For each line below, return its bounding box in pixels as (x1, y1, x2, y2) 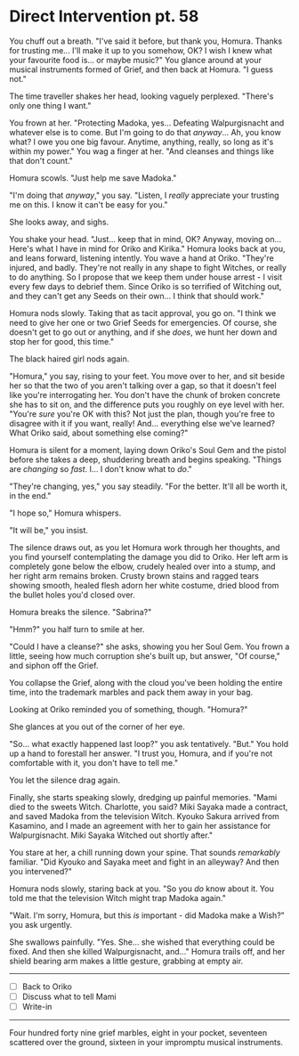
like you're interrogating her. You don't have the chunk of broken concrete (9, 389, 280, 400)
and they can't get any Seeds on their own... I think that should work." (9, 290, 265, 301)
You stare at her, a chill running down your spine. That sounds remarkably (9, 847, 280, 857)
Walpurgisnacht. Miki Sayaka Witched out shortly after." (9, 830, 214, 841)
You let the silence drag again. (9, 775, 121, 785)
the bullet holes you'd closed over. (9, 589, 135, 600)
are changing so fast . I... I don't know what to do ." (9, 463, 193, 474)
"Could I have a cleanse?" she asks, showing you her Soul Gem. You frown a (9, 641, 290, 652)
